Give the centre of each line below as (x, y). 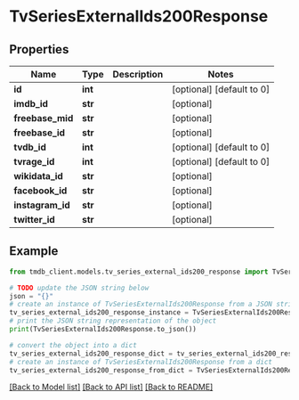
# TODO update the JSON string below (79, 288)
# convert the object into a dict (73, 345)
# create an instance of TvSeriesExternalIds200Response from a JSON (141, 305)
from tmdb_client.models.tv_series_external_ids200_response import (139, 272)
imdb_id (31, 104)
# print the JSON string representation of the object (113, 321)
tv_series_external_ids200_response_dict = (91, 354)
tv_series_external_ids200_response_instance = (99, 313)
